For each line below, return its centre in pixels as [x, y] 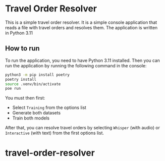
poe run [13, 89]
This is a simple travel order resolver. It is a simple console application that [81, 22]
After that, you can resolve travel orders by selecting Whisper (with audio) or [82, 128]
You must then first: [25, 98]
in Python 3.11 [19, 33]
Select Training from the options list [49, 107]
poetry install [21, 79]
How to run [23, 48]
